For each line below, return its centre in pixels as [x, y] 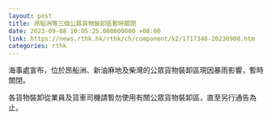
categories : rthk [38, 46]
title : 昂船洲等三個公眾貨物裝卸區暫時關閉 [72, 24]
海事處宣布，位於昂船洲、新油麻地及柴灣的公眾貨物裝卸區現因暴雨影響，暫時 [136, 71]
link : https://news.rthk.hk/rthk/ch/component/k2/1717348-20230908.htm [132, 39]
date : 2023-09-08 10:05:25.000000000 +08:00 [85, 31]
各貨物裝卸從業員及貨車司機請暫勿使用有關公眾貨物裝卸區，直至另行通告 [129, 97]
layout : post [30, 16]
